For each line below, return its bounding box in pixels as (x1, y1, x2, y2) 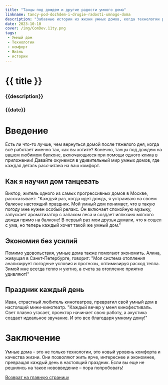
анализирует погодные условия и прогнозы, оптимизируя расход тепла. (5, 260, 160, 266)
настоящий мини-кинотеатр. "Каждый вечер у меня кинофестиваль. (5, 304, 152, 310)
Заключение (5, 332, 61, 344)
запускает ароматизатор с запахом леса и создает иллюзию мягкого (5, 212, 154, 218)
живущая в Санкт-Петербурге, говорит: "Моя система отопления (5, 255, 145, 261)
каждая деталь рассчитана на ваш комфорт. (5, 163, 100, 169)
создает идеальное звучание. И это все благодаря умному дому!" (5, 315, 147, 321)
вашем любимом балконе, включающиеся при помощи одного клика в (5, 152, 158, 158)
